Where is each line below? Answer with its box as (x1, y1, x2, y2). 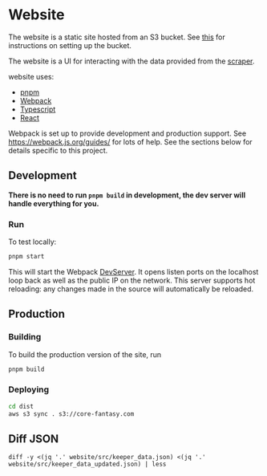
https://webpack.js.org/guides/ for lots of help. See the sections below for (8, 136, 253, 146)
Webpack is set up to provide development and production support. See (8, 128, 247, 138)
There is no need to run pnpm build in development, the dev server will (8, 190, 246, 200)
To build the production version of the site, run (8, 349, 162, 359)
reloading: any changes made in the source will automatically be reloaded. (8, 283, 254, 294)
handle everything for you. (8, 198, 99, 208)
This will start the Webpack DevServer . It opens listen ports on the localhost (8, 266, 259, 276)
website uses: (8, 71, 55, 81)
